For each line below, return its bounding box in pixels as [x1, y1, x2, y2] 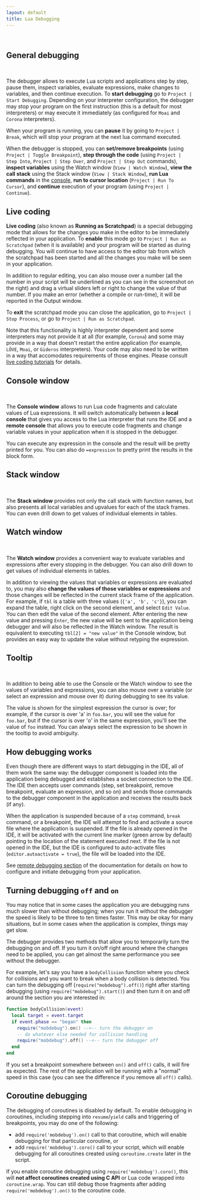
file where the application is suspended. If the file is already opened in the [6, 825, 187, 832]
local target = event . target [11, 1012, 84, 1018]
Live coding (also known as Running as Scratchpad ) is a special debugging [6, 222, 193, 229]
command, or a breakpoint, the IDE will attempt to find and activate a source [6, 819, 193, 826]
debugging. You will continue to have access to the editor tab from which [6, 248, 186, 255]
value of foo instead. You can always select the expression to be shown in [6, 723, 187, 730]
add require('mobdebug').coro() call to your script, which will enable [14, 1143, 185, 1151]
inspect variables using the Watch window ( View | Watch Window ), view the [6, 164, 192, 171]
